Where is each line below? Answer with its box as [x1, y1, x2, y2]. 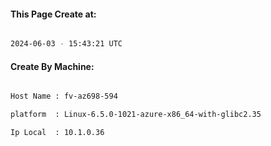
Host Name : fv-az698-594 [10, 91, 118, 102]
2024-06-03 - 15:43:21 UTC [10, 39, 123, 49]
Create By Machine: [10, 60, 95, 72]
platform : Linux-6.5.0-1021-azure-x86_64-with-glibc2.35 [10, 110, 262, 120]
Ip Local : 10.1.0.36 [10, 128, 105, 138]
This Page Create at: [10, 8, 97, 20]
